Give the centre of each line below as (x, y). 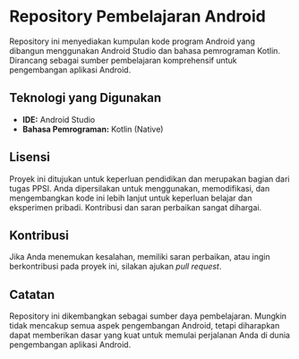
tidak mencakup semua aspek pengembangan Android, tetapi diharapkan (145, 326)
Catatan (32, 294)
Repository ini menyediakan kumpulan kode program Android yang (132, 41)
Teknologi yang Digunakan (85, 98)
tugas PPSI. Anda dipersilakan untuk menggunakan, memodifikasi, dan (140, 188)
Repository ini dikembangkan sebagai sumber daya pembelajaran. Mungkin (148, 316)
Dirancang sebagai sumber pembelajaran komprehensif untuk (123, 60)
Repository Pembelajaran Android (137, 17)
